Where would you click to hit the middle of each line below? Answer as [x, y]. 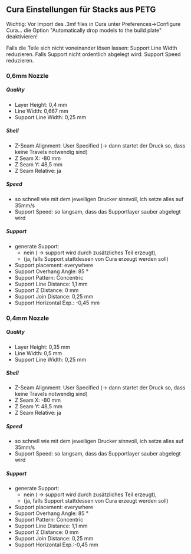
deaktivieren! [22, 36]
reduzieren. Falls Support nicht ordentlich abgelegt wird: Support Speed [93, 54]
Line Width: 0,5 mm [38, 353]
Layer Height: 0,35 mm [42, 347]
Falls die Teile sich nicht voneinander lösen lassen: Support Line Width [92, 48]
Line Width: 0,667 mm [42, 111]
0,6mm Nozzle [27, 76]
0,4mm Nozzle [27, 318]
